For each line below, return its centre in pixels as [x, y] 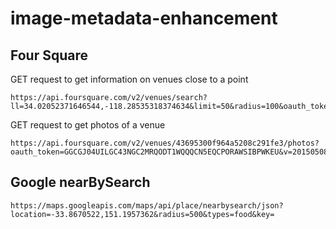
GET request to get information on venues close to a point [129, 79]
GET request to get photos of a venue [88, 125]
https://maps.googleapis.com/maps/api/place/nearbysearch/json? [147, 205]
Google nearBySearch [80, 182]
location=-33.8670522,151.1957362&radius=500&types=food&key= [142, 214]
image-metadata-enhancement [144, 18]
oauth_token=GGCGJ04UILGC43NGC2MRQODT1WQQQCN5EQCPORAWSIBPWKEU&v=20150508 [169, 152]
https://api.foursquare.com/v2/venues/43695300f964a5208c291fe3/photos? [165, 143]
